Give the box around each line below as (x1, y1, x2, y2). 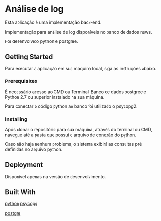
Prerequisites (5, 78, 37, 84)
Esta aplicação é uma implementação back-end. (5, 20, 102, 25)
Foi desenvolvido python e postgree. (5, 38, 79, 44)
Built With (5, 188, 36, 196)
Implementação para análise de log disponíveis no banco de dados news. (5, 29, 152, 35)
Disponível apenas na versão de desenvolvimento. (5, 174, 106, 180)
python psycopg (5, 201, 38, 206)
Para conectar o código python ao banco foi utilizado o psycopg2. (5, 103, 138, 109)
